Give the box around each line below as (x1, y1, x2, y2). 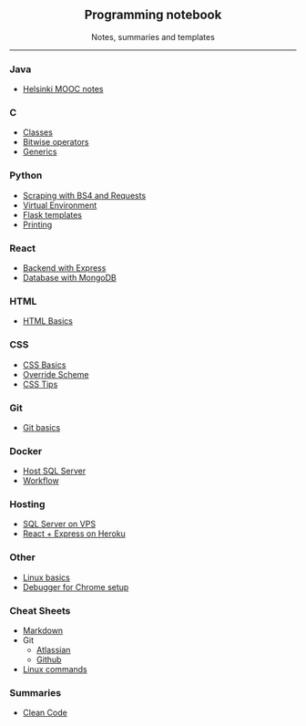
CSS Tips (22, 379, 58, 389)
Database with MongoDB (22, 273, 117, 283)
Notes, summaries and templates (90, 31, 216, 42)
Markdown (22, 625, 64, 637)
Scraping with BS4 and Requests (22, 190, 147, 201)
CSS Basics (22, 359, 66, 370)
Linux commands (22, 664, 88, 675)
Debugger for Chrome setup (22, 581, 129, 592)
